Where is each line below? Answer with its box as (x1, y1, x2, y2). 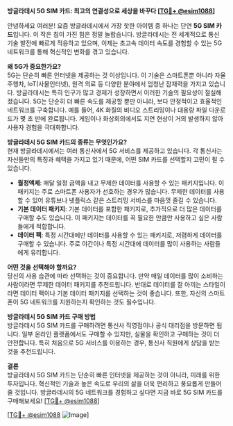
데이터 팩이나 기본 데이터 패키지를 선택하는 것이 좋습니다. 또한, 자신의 (19, 289, 207, 297)
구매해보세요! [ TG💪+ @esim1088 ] (7, 397, 100, 405)
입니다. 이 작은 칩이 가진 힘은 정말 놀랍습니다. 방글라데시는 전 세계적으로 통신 (12, 31, 220, 38)
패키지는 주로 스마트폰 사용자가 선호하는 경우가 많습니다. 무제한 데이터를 (17, 188, 212, 195)
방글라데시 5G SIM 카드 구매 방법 (7, 313, 96, 320)
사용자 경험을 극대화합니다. (7, 123, 80, 131)
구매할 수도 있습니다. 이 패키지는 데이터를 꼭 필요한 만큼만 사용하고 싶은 (17, 213, 210, 222)
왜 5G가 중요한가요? (7, 63, 61, 70)
